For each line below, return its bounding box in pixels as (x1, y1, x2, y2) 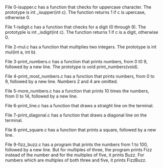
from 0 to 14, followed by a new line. (5, 93, 78, 99)
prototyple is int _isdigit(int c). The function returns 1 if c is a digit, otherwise (5, 29, 159, 35)
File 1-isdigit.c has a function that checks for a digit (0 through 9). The (5, 24, 146, 30)
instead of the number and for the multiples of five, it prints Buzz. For (5, 152, 144, 158)
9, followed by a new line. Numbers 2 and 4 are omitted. (5, 78, 118, 84)
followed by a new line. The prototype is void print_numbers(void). (5, 64, 139, 70)
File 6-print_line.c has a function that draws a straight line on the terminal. (5, 103, 154, 108)
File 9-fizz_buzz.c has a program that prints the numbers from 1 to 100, (5, 142, 148, 147)
